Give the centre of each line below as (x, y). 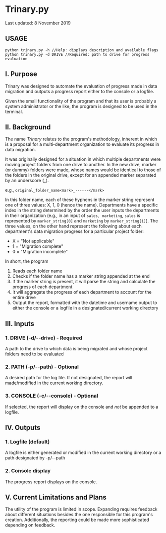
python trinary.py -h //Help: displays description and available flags (82, 50)
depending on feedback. (30, 525)
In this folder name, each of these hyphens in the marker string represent (80, 200)
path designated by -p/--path (35, 458)
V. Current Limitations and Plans (56, 497)
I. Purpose (21, 74)
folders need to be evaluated (34, 354)
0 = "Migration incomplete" (40, 252)
